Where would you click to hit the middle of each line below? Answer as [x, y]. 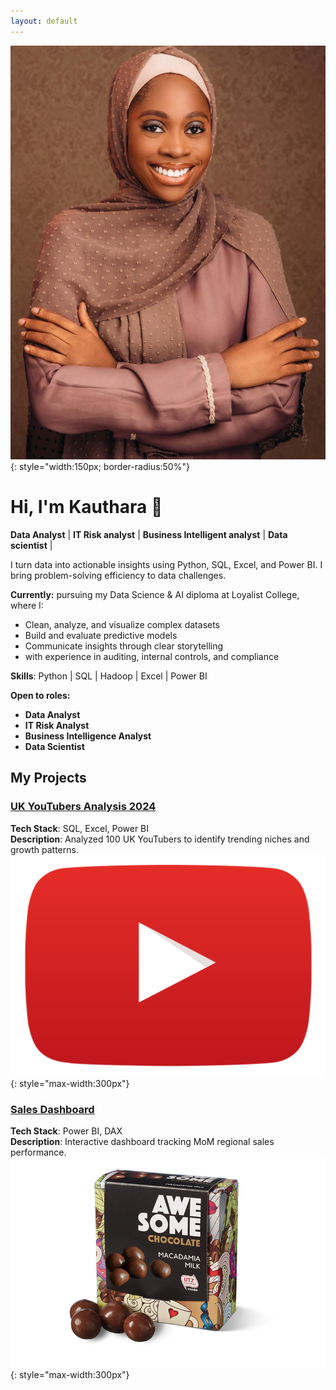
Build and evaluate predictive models [101, 636]
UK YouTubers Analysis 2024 [83, 807]
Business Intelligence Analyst [88, 736]
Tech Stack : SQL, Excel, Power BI [80, 828]
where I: [27, 606]
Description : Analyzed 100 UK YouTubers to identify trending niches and [160, 839]
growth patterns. [44, 849]
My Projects [48, 778]
